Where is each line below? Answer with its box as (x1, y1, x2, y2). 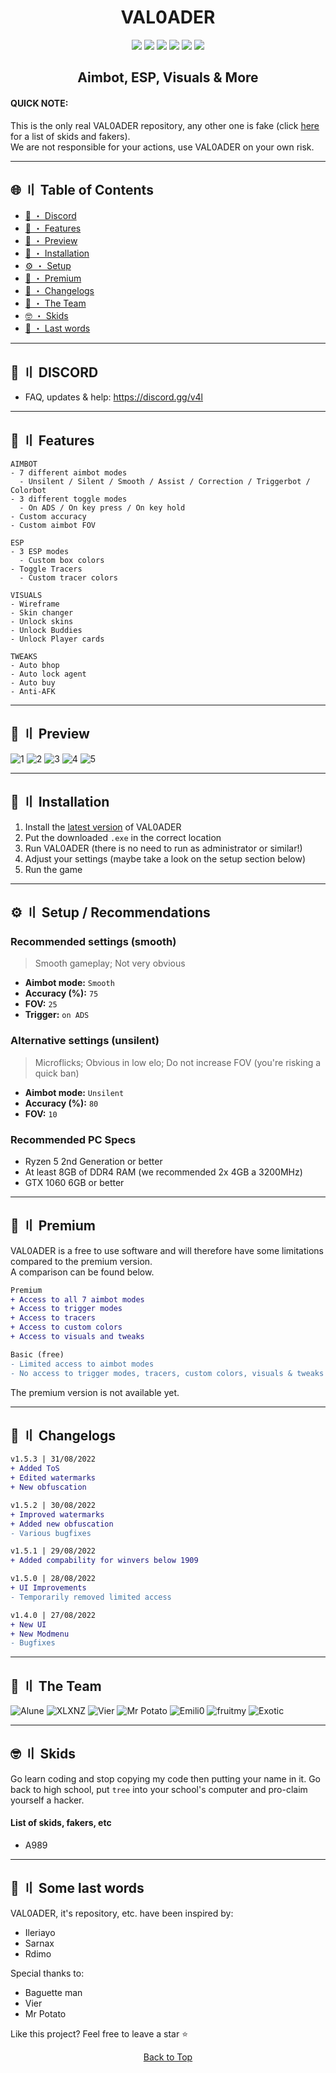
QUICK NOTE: (10, 97, 69, 109)
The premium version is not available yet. (10, 1386, 180, 1398)
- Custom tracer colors (19, 572, 118, 583)
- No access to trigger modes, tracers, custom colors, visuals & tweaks (10, 1368, 325, 1378)
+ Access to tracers (10, 1313, 97, 1323)
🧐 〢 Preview (10, 726, 90, 743)
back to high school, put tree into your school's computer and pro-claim (10, 1783, 308, 1795)
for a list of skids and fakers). (10, 130, 131, 142)
